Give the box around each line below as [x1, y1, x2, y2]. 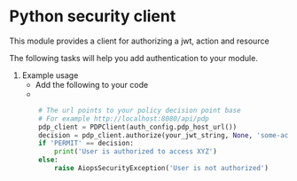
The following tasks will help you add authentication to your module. [9, 52, 259, 63]
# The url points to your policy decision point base [38, 106, 241, 114]
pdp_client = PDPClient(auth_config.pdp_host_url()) [38, 122, 238, 131]
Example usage [21, 69, 79, 81]
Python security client [9, 6, 176, 27]
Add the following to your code [35, 79, 149, 90]
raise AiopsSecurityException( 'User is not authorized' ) [54, 164, 269, 173]
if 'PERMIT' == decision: [38, 139, 135, 148]
